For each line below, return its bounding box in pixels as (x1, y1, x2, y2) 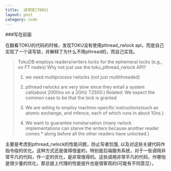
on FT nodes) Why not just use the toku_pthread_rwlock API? (17, 64, 146, 70)
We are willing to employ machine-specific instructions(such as (25, 105, 159, 111)
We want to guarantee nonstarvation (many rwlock (25, 120, 132, 126)
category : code (5, 17, 38, 22)
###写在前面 (5, 32, 32, 38)
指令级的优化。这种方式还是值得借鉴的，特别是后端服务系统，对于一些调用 (5, 148, 161, 154)
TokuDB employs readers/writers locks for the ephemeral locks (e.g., (17, 59, 162, 65)
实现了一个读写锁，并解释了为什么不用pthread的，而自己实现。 (5, 49, 138, 55)
